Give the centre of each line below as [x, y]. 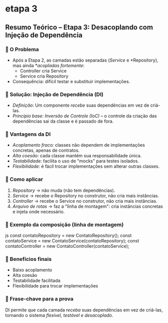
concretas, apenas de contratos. [46, 150]
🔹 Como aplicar [24, 179]
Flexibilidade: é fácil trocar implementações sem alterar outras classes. [86, 166]
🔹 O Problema [22, 49]
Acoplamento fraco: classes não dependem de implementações [79, 145]
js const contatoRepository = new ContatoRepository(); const [68, 235]
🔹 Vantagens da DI [28, 134]
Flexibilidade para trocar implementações [55, 286]
